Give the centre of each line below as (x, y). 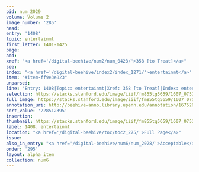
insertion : (20, 116)
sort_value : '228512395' (37, 111)
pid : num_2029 (24, 12)
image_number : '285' (32, 22)
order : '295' (22, 149)
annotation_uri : (26, 105)
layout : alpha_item (30, 154)
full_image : (21, 99)
